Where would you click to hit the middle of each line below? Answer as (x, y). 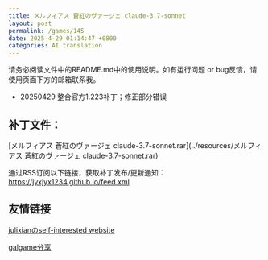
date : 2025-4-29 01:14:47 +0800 (62, 38)
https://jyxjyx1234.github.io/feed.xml (69, 181)
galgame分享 (30, 247)
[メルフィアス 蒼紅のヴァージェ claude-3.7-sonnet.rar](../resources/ (121, 145)
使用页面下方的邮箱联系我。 (54, 80)
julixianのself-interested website (62, 229)
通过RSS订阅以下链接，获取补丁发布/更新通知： (87, 172)
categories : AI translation (56, 46)
